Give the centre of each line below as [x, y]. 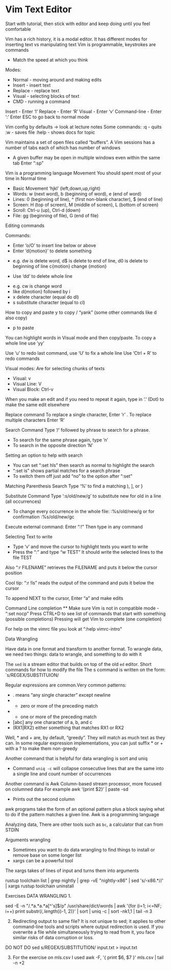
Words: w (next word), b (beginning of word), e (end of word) [77, 194]
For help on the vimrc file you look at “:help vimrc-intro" [64, 629]
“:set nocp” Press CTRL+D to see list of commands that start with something [86, 613]
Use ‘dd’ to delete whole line [42, 276]
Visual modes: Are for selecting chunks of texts [55, 368]
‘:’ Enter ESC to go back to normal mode [47, 117]
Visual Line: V [27, 383]
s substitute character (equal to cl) [49, 302]
